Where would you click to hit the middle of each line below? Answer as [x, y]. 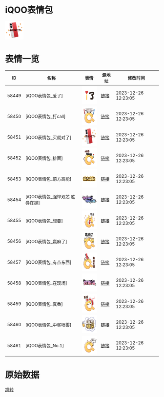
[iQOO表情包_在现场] [46, 283]
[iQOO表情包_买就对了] [48, 137]
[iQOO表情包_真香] [44, 304]
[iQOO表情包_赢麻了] [46, 241]
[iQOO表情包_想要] [44, 221]
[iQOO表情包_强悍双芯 [47, 197]
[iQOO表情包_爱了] [44, 96]
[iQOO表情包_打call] [45, 116]
